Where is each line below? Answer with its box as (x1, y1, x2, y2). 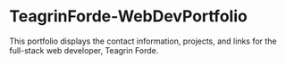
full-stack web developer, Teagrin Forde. (9, 45, 159, 55)
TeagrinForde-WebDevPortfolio (9, 6, 248, 27)
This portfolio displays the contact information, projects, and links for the (9, 36, 277, 46)
